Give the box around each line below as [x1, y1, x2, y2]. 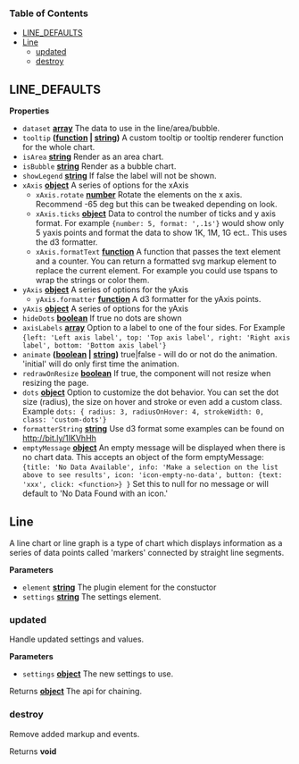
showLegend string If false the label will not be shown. [21, 171, 217, 181]
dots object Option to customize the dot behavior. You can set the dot [21, 387, 279, 398]
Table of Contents [9, 7, 89, 20]
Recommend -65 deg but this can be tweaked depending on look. [35, 199, 278, 210]
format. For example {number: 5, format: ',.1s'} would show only [35, 218, 285, 229]
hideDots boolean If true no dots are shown [21, 313, 183, 323]
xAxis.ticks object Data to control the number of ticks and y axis [35, 208, 277, 219]
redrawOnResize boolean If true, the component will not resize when [21, 368, 271, 379]
